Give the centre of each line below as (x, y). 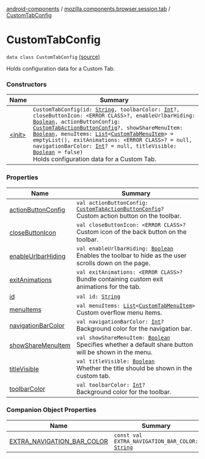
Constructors (27, 84)
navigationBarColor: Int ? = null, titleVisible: (105, 146)
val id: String (98, 296)
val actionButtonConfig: (112, 203)
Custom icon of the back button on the (131, 232)
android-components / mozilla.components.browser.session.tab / (88, 9)
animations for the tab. (109, 286)
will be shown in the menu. (114, 352)
